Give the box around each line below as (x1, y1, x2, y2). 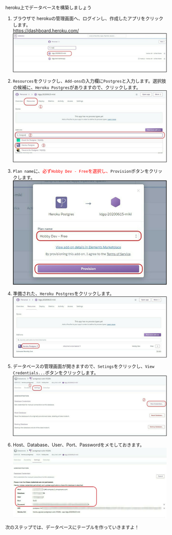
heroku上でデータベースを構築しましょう (5, 5, 92, 10)
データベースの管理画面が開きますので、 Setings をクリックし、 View (12, 363, 155, 369)
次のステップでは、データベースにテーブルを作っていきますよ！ (5, 524, 139, 530)
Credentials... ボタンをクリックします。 (12, 370, 99, 376)
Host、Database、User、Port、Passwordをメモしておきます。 (12, 442, 145, 448)
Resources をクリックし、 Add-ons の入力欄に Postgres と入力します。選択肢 (12, 77, 166, 84)
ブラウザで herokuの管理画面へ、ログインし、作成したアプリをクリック (12, 15, 164, 22)
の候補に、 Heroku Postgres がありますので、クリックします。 (12, 84, 141, 90)
